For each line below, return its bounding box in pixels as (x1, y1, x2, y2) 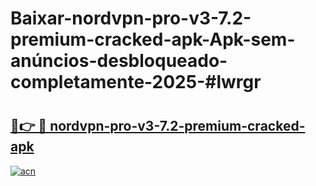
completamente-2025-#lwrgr (10, 71, 262, 94)
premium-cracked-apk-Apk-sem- (10, 28, 296, 51)
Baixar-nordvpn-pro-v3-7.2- (10, 7, 252, 30)
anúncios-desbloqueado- (10, 50, 228, 72)
